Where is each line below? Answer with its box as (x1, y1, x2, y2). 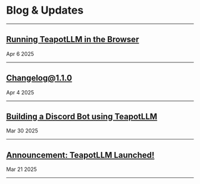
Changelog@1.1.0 (6, 73, 73, 83)
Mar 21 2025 (6, 166, 37, 173)
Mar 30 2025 (6, 127, 39, 134)
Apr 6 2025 (6, 50, 35, 57)
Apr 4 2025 (6, 88, 35, 96)
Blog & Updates (6, 4, 84, 17)
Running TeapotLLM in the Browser (6, 34, 139, 45)
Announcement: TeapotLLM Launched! (6, 150, 155, 160)
